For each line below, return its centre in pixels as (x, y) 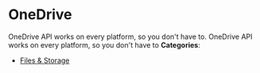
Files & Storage (45, 60)
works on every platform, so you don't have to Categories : (104, 44)
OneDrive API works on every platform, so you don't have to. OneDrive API (130, 36)
